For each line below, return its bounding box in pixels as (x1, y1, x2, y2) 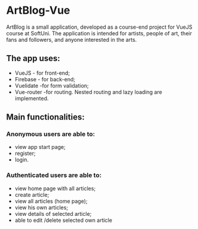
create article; (14, 191, 49, 198)
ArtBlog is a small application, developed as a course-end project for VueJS (6, 23, 193, 30)
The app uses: (6, 53, 61, 63)
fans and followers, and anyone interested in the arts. (6, 36, 137, 43)
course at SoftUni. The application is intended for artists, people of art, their (6, 29, 192, 36)
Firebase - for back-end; (14, 75, 76, 83)
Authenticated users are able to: (6, 171, 102, 179)
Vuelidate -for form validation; (14, 82, 89, 89)
